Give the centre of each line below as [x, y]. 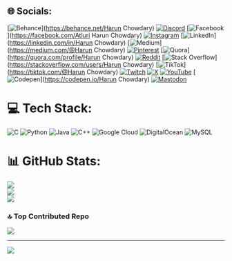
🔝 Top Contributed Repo [48, 216]
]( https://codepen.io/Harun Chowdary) [95, 79]
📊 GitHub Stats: [54, 161]
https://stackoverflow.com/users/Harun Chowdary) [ [84, 64]
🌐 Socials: [30, 11]
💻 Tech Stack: [50, 108]
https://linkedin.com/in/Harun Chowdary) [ [69, 42]
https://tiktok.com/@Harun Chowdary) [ [103, 72]
